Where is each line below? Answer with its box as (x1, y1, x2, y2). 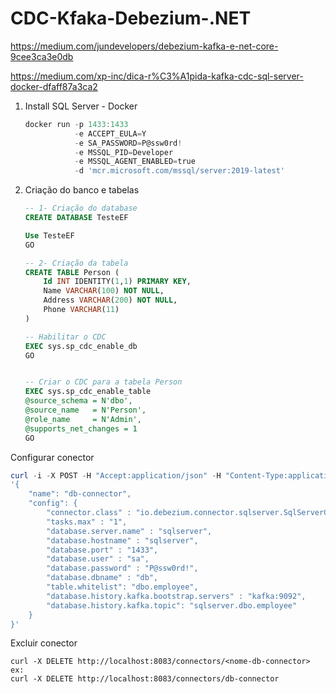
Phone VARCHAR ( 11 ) (43, 305, 120, 315)
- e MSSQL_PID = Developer (74, 147, 174, 157)
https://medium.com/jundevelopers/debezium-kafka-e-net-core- (10, 40, 279, 52)
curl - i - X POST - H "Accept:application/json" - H (10, 470, 222, 481)
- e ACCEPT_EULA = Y (74, 128, 147, 139)
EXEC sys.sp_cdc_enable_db (24, 341, 138, 351)
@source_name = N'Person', (24, 405, 147, 416)
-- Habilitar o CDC (24, 332, 107, 342)
